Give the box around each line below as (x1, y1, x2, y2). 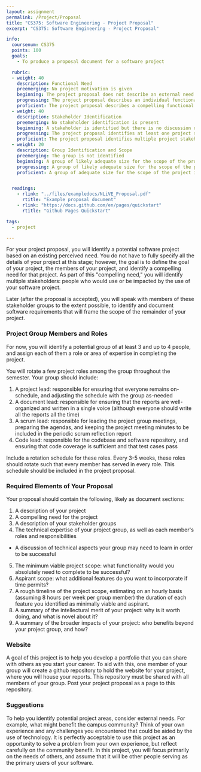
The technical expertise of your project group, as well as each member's (14, 526, 194, 533)
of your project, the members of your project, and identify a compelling (6, 265, 181, 272)
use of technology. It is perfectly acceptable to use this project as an (6, 734, 175, 741)
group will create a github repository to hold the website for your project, (6, 667, 185, 674)
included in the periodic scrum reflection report (14, 430, 132, 437)
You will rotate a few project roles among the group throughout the (6, 367, 170, 375)
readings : (11, 186, 36, 192)
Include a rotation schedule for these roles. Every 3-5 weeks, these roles (6, 454, 185, 461)
